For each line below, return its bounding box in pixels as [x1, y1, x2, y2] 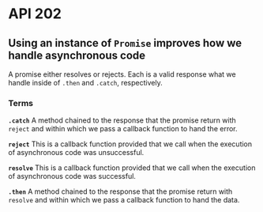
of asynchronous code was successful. [8, 172, 137, 181]
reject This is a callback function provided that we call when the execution [8, 139, 253, 149]
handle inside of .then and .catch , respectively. [8, 78, 163, 87]
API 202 [8, 5, 62, 23]
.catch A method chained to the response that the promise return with [8, 115, 237, 125]
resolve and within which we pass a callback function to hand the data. [8, 195, 240, 205]
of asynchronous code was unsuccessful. [8, 148, 145, 157]
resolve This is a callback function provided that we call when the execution [8, 163, 256, 172]
